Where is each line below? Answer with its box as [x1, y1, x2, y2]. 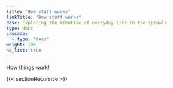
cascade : [6, 31, 28, 37]
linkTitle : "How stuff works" [6, 14, 82, 20]
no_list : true [6, 48, 42, 54]
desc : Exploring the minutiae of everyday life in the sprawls [6, 20, 168, 26]
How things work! [6, 64, 50, 71]
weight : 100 [6, 42, 36, 48]
